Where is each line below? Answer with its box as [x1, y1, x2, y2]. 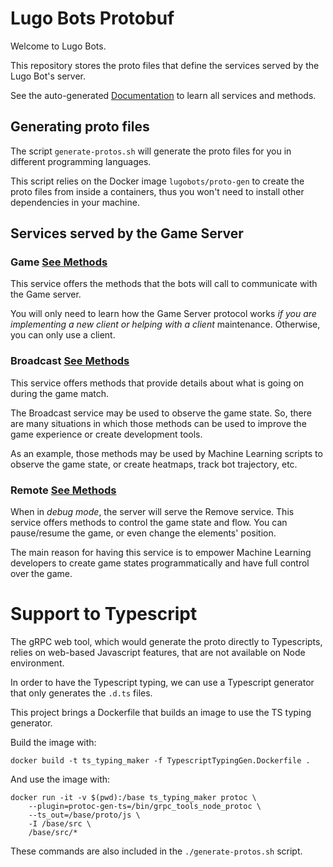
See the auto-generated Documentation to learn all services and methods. [10, 89, 317, 101]
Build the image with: [10, 736, 97, 748]
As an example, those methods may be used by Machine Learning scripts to [10, 447, 323, 459]
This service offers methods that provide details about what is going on [10, 377, 305, 389]
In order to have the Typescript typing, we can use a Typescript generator [10, 676, 315, 688]
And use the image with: [10, 773, 111, 785]
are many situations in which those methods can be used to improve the [10, 417, 307, 429]
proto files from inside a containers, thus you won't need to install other [10, 185, 305, 197]
